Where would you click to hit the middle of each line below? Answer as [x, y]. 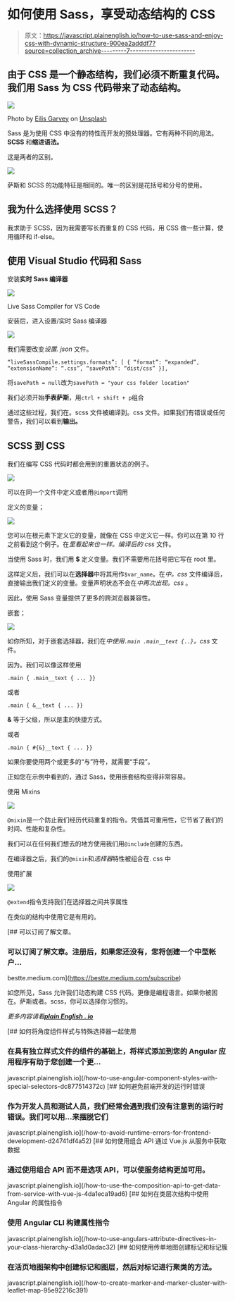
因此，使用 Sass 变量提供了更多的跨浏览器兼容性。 [81, 598]
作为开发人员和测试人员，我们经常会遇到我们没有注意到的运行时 [115, 1106]
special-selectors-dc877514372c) [56, 1086]
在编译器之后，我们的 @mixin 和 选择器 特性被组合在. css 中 [89, 859]
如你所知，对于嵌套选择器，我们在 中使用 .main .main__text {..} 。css [109, 641]
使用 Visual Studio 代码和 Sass [75, 260]
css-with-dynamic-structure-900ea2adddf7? [90, 43]
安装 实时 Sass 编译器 [38, 279]
